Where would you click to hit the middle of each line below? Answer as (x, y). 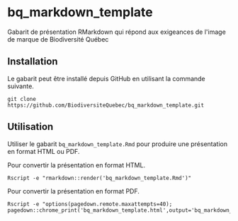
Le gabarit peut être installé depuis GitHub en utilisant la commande (106, 78)
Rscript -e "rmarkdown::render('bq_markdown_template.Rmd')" (100, 178)
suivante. (21, 86)
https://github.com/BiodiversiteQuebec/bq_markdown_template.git (106, 105)
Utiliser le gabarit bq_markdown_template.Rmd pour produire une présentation (118, 144)
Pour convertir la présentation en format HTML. (76, 165)
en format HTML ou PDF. (44, 151)
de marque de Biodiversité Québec (58, 39)
